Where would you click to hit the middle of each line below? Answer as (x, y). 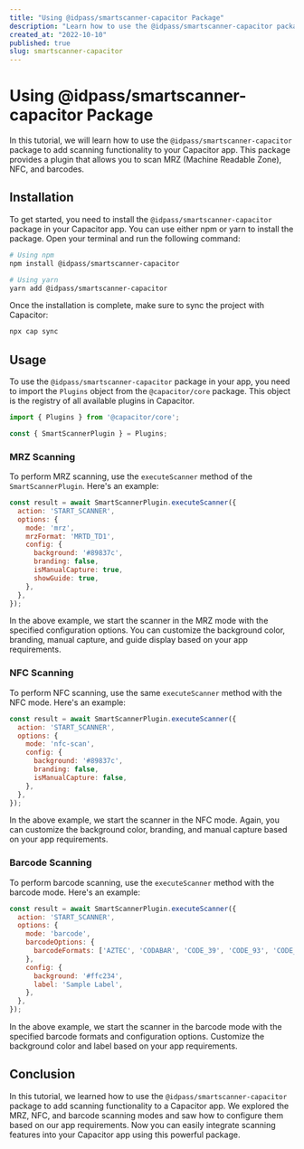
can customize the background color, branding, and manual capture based (148, 830)
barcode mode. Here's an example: (75, 892)
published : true (40, 43)
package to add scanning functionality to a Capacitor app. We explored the (149, 1106)
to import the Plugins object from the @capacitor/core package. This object (150, 391)
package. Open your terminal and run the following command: (125, 238)
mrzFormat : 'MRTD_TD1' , (71, 536)
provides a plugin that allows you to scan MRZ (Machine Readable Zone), (146, 160)
